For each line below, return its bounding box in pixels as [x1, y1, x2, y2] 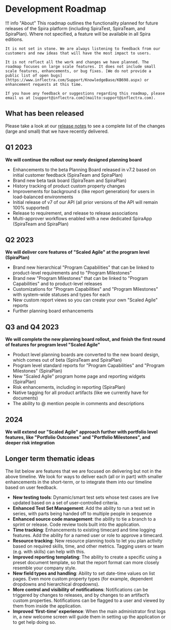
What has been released [5, 109, 84, 118]
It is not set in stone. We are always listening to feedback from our [5, 46, 160, 51]
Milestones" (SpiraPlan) [12, 368, 63, 374]
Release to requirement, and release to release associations [12, 210, 138, 216]
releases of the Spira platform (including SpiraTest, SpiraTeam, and [5, 25, 146, 31]
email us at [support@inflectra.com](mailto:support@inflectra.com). [5, 95, 156, 100]
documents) [12, 395, 38, 401]
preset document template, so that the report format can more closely [12, 559, 159, 565]
